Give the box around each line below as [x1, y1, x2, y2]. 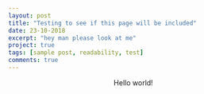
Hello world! [114, 77, 153, 88]
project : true [8, 41, 56, 49]
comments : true [8, 57, 59, 65]
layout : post [8, 11, 52, 20]
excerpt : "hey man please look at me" [8, 33, 137, 42]
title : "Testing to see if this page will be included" [8, 19, 197, 27]
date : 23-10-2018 [8, 26, 66, 34]
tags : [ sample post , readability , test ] [8, 49, 144, 57]
